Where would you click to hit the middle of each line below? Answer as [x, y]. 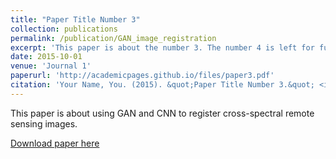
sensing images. [44, 123]
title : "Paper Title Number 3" [75, 19]
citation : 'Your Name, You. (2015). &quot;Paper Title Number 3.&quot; [162, 85]
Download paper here [55, 143]
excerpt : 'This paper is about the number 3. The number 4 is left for [162, 47]
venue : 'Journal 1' [51, 66]
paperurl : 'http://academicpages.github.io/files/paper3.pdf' [142, 76]
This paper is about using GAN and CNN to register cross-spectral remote [162, 113]
